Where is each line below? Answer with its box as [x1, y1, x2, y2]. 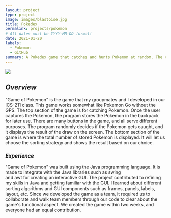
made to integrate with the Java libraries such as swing [5, 169, 121, 175]
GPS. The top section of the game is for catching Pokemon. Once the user [5, 107, 161, 113]
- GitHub [10, 50, 28, 55]
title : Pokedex [5, 21, 38, 27]
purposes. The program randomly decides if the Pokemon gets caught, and [5, 123, 163, 130]
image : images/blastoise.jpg [5, 17, 67, 22]
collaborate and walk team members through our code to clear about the [5, 196, 158, 202]
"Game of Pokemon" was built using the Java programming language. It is [5, 164, 160, 170]
